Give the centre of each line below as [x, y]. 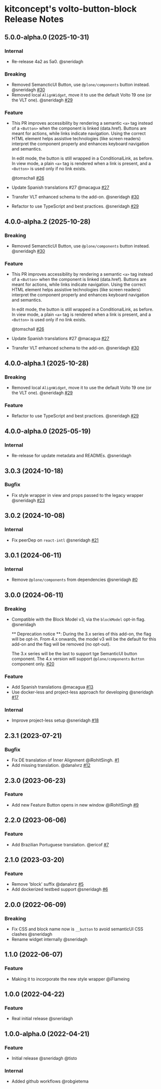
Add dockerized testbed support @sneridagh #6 [60, 890]
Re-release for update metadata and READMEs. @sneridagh [71, 456]
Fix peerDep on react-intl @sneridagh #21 [55, 540]
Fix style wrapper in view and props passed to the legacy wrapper [77, 495]
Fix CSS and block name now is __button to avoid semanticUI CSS [77, 929]
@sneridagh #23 [28, 500]
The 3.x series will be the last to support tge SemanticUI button [74, 653]
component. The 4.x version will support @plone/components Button [78, 659]
